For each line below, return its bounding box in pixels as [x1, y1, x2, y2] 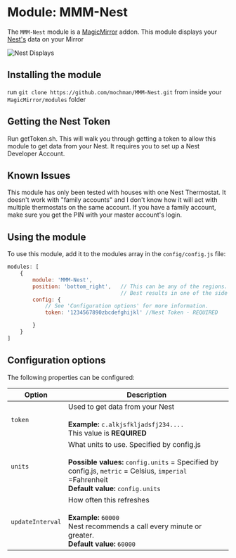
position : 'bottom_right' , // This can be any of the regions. [32, 283, 228, 290]
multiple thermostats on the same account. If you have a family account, [7, 203, 216, 212]
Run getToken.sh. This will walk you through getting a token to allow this [7, 134, 216, 143]
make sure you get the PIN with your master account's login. [7, 210, 183, 219]
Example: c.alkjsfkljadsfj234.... [67, 419, 185, 429]
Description [126, 390, 167, 400]
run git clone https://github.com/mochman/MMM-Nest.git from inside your [7, 87, 222, 96]
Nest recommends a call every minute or [67, 521, 202, 531]
